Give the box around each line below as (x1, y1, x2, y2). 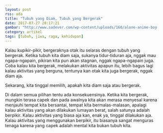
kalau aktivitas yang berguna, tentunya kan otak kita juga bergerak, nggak (5, 68, 153, 74)
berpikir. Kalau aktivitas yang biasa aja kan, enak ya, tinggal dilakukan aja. (5, 112, 153, 118)
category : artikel (5, 30, 42, 34)
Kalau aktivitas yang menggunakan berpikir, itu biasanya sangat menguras (5, 117, 154, 123)
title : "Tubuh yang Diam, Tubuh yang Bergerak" (5, 16, 103, 21)
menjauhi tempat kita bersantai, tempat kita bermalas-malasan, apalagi (5, 102, 147, 108)
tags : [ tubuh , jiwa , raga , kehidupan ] (5, 34, 83, 39)
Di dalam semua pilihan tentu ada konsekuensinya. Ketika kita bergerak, (5, 91, 149, 97)
